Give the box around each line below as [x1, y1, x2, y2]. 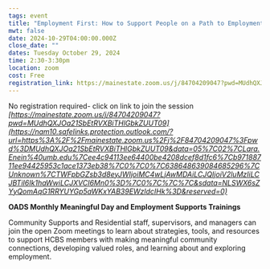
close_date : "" [8, 42, 59, 50]
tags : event [8, 11, 48, 20]
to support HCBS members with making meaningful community [8, 234, 218, 244]
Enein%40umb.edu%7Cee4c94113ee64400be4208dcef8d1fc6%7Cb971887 [8, 152, 261, 161]
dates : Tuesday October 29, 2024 [8, 49, 121, 57]
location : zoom [8, 64, 59, 72]
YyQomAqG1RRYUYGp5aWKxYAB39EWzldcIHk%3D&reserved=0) [8, 186, 227, 196]
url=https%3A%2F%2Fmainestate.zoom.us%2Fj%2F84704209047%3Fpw [8, 135, 259, 145]
